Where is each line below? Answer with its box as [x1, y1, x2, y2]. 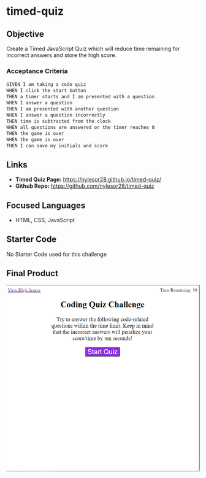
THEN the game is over [6, 131, 64, 137]
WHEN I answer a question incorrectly [6, 112, 105, 118]
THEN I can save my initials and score [6, 143, 109, 149]
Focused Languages [6, 200, 86, 210]
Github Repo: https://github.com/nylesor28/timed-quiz [15, 182, 154, 190]
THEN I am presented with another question [6, 106, 120, 112]
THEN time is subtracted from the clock [6, 118, 112, 125]
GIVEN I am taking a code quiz [6, 82, 86, 88]
